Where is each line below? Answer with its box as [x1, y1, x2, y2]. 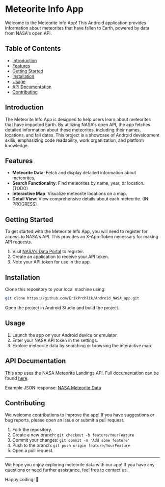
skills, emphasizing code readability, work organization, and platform [5, 137, 144, 143]
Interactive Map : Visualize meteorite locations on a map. [12, 191, 127, 196]
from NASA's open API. [5, 30, 52, 36]
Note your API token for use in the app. [12, 259, 91, 265]
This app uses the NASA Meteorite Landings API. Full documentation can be [5, 370, 159, 376]
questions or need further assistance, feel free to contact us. [5, 467, 128, 473]
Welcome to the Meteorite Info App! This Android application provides [5, 20, 146, 26]
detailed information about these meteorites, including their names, [5, 127, 141, 132]
